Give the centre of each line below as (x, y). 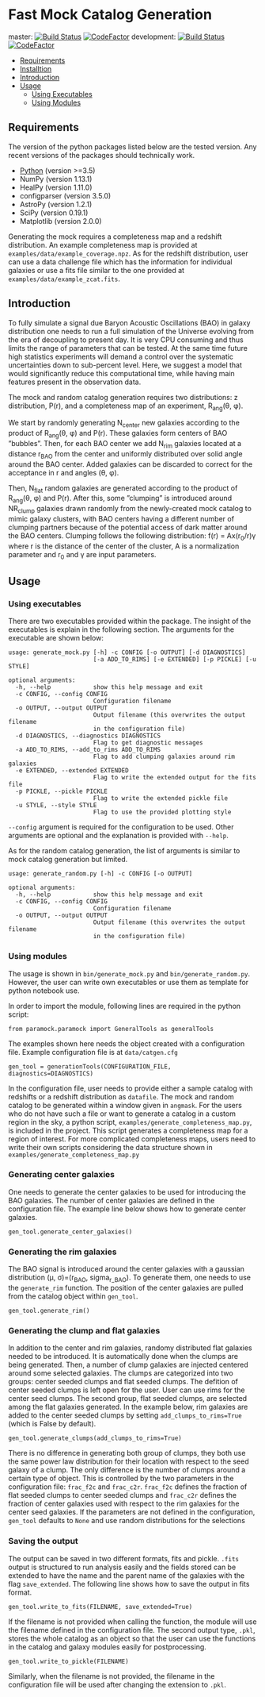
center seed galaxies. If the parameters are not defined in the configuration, (132, 1512)
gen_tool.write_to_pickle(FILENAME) (68, 1661)
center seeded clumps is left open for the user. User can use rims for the (127, 1390)
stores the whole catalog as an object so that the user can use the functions (132, 1638)
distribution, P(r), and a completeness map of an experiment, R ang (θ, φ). (126, 406)
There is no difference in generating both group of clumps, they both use (127, 1453)
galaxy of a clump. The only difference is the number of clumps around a (127, 1470)
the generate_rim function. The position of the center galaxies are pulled (126, 1287)
